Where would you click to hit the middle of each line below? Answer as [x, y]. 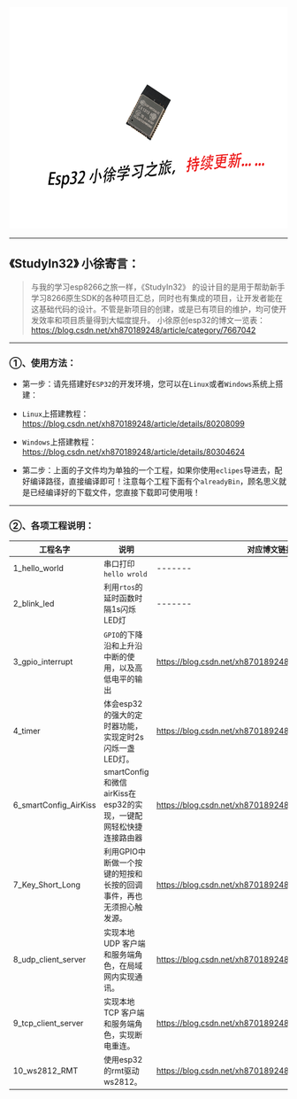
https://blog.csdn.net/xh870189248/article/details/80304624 [133, 452]
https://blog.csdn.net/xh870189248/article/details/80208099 [133, 424]
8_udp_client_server [49, 960]
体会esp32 [123, 703]
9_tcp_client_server [48, 1023]
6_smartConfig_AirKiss [54, 805]
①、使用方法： [43, 363]
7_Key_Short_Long [47, 885]
